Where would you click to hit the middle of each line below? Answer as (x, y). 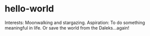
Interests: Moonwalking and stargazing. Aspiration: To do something (75, 22)
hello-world (29, 9)
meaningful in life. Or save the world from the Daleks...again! (67, 27)
